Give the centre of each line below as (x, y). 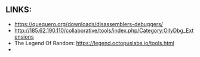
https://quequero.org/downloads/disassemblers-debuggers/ (89, 24)
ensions (24, 37)
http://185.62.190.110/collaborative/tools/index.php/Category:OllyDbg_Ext (104, 30)
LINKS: (19, 10)
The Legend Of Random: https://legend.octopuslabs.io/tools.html (94, 43)
